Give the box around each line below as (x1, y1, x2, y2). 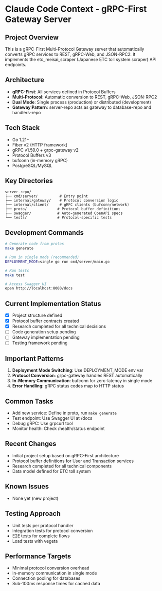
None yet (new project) (12, 495, 59, 501)
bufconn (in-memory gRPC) (12, 157, 68, 163)
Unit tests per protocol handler (12, 522, 74, 528)
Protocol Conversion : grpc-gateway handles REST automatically (12, 372, 143, 379)
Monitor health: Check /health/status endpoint (12, 426, 105, 431)
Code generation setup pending (12, 329, 76, 335)
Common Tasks (5, 397, 54, 406)
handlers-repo (12, 109, 41, 115)
